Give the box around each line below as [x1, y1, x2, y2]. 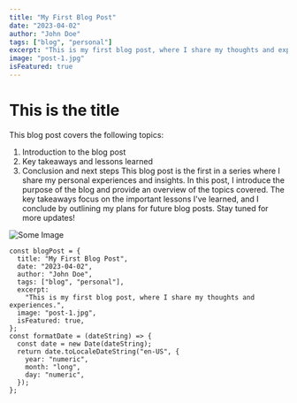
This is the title [9, 101, 120, 120]
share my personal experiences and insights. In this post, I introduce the [21, 174, 286, 186]
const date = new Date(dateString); [17, 339, 152, 348]
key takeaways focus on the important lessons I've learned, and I [21, 194, 259, 204]
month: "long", [25, 362, 81, 371]
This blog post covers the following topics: [9, 129, 164, 140]
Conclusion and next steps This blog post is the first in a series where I [21, 165, 281, 176]
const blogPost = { [9, 247, 81, 255]
